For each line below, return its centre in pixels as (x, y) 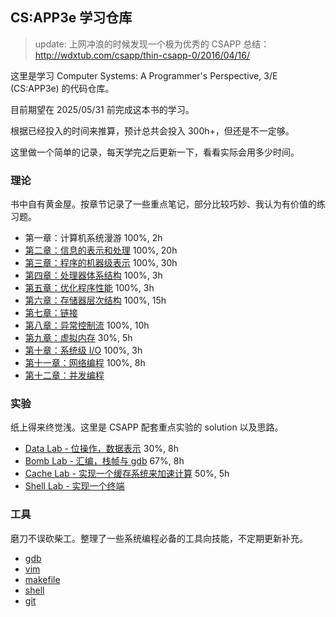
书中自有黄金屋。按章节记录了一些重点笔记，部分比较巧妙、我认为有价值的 (163, 204)
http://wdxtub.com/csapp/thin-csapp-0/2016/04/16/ (142, 55)
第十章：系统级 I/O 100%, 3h (83, 350)
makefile (42, 579)
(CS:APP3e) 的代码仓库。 (62, 88)
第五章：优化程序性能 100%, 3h (89, 288)
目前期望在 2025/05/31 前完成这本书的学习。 (102, 109)
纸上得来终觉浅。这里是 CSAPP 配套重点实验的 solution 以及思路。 (147, 427)
